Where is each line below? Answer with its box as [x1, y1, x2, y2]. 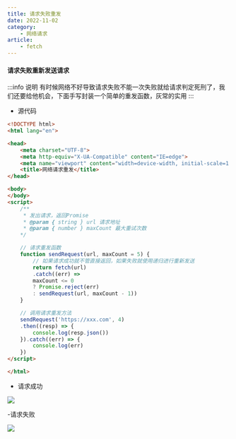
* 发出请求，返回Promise [23, 212, 89, 219]
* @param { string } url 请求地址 [23, 218, 121, 226]
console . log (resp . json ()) [33, 329, 110, 336]
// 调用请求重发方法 [20, 310, 72, 317]
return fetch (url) [33, 264, 87, 271]
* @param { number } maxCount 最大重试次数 [23, 225, 147, 232]
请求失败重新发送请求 [7, 66, 69, 74]
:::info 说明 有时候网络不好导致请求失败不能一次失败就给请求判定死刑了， [7, 83, 219, 92]
